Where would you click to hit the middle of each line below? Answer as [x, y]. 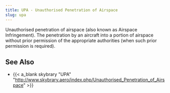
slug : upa [16, 15]
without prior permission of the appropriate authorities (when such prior [81, 40]
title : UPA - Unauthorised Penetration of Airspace [61, 10]
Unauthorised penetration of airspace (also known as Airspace [71, 29]
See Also [20, 62]
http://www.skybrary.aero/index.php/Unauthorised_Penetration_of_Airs [90, 80]
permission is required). [30, 46]
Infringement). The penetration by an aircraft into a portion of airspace [79, 35]
